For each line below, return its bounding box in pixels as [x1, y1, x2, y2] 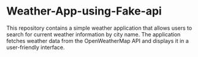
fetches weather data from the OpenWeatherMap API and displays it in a [6, 37, 189, 44]
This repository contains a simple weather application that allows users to [6, 24, 192, 32]
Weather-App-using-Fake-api [6, 4, 162, 18]
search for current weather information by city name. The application [6, 30, 181, 38]
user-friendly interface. [6, 44, 66, 51]
